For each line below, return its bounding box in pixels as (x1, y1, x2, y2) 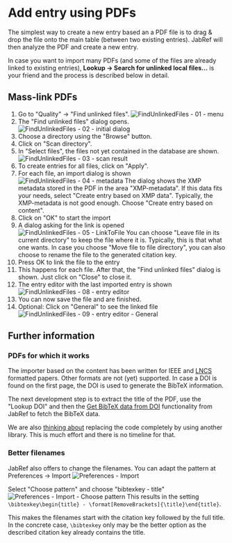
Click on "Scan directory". (17, 139, 92, 148)
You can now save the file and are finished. (17, 295, 142, 303)
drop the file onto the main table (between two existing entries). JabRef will (8, 35, 223, 43)
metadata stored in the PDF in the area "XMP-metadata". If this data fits (17, 183, 223, 192)
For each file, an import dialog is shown (17, 169, 131, 177)
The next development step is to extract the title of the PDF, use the (8, 395, 201, 404)
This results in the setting (126, 492, 199, 500)
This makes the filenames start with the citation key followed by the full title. (8, 513, 225, 521)
